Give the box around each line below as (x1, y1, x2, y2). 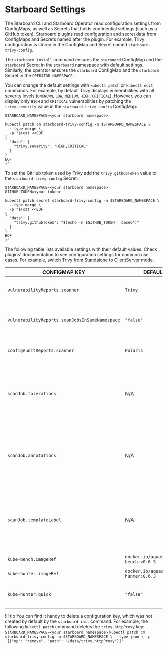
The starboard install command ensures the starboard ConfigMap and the (5, 56, 162, 62)
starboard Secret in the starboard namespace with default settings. (5, 62, 144, 68)
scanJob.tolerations (7, 391, 56, 396)
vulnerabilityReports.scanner (7, 287, 80, 293)
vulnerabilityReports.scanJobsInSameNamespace (7, 317, 121, 323)
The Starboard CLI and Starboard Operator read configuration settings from (5, 20, 161, 26)
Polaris (125, 347, 143, 353)
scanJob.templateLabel (7, 517, 61, 523)
